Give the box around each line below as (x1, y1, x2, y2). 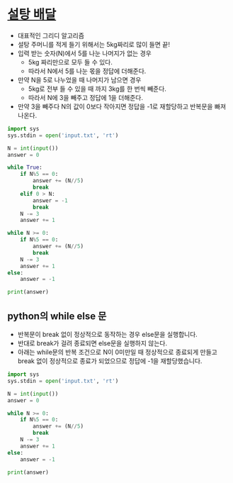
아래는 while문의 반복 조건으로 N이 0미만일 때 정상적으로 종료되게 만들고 (17, 348, 217, 356)
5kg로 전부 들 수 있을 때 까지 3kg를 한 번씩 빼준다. (28, 84, 166, 93)
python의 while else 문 (7, 310, 107, 322)
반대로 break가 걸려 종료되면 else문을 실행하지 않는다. (17, 339, 168, 348)
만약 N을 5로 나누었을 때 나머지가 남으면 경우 (17, 75, 142, 84)
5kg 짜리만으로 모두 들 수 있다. (28, 57, 113, 66)
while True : (7, 164, 42, 171)
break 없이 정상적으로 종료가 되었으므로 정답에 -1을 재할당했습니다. (17, 357, 203, 365)
